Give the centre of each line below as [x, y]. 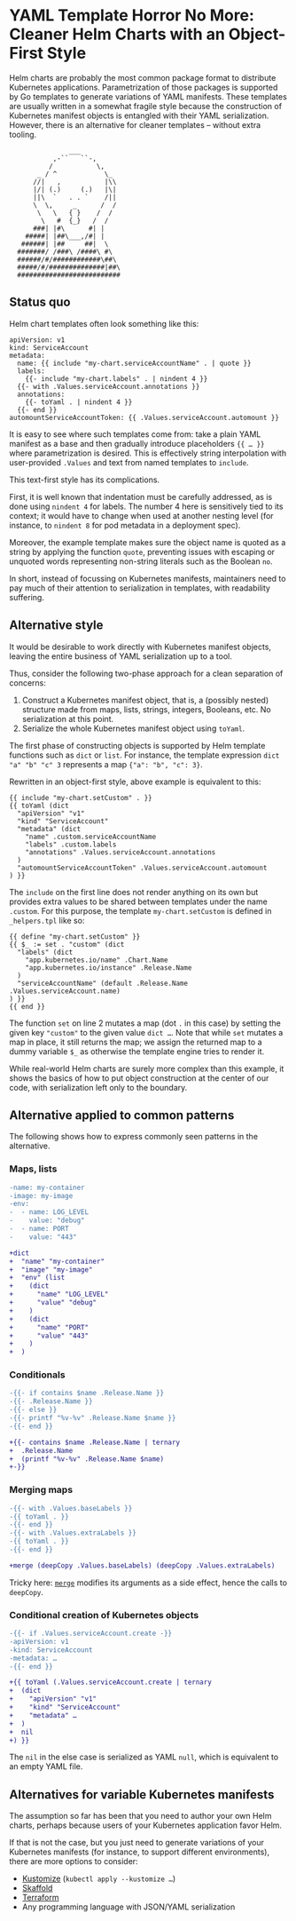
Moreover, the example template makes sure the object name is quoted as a [148, 542]
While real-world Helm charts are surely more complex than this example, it [147, 1068]
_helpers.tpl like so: [47, 920]
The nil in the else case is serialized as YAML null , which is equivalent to [144, 1757]
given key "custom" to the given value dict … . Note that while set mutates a [146, 1032]
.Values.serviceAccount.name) [65, 991]
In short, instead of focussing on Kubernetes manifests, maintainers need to [148, 578]
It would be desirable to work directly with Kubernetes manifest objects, [140, 647]
